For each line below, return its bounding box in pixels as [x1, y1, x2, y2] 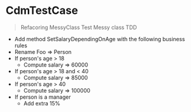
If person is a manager [14, 93, 71, 100]
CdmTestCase [5, 4, 78, 18]
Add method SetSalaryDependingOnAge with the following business [14, 35, 186, 42]
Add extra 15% [23, 99, 61, 107]
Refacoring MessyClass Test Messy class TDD [20, 24, 137, 31]
